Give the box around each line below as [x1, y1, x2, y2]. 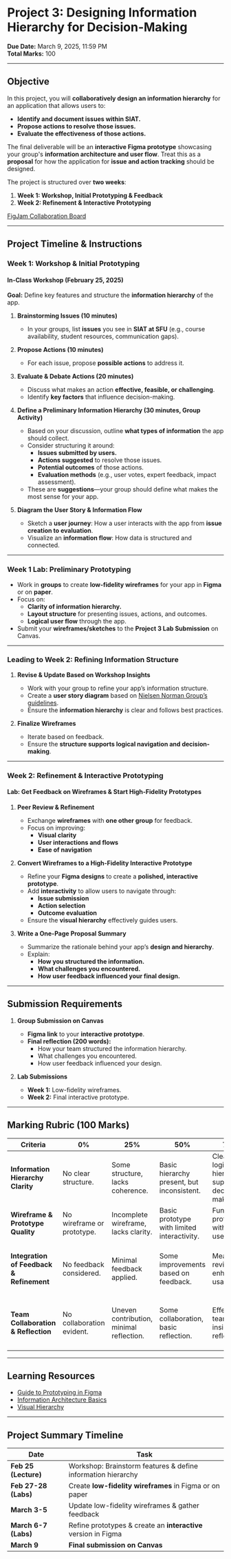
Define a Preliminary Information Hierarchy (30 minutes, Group [16, 406, 201, 414]
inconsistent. [159, 1186, 201, 1195]
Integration [10, 1251, 48, 1261]
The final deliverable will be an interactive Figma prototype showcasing [7, 142, 212, 151]
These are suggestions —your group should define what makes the [27, 485, 219, 494]
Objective [7, 76, 50, 87]
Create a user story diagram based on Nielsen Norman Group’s [27, 691, 208, 699]
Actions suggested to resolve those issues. [37, 456, 162, 465]
